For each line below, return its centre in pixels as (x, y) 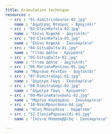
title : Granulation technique (37, 10)
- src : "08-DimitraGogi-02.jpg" (45, 86)
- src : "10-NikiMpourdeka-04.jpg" (47, 105)
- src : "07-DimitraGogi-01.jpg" (45, 76)
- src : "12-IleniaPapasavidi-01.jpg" (51, 114)
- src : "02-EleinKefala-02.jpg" (45, 29)
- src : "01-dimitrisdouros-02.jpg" (48, 19)
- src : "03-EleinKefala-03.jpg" (45, 39)
